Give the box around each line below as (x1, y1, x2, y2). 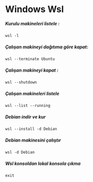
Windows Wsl (5, 4, 64, 15)
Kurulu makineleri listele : (5, 20, 60, 26)
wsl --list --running (5, 103, 51, 108)
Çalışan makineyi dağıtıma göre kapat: (5, 44, 88, 50)
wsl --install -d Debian (5, 127, 57, 132)
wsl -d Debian (5, 150, 35, 155)
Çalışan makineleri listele (5, 90, 59, 96)
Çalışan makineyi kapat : (5, 67, 59, 73)
